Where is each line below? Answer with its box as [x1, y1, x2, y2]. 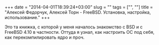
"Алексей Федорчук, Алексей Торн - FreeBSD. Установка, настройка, [4, 9, 151, 15]
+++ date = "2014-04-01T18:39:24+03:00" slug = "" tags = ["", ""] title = [4, 4, 153, 10]
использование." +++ [4, 15, 50, 20]
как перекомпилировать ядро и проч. [4, 34, 85, 40]
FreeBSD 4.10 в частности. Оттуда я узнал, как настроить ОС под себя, [4, 29, 155, 35]
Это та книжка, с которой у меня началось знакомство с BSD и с [4, 24, 143, 30]
